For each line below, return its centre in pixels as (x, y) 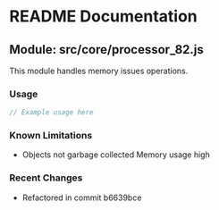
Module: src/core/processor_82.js (106, 50)
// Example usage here (51, 113)
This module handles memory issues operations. (99, 71)
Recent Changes (46, 178)
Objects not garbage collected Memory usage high (116, 155)
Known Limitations (51, 136)
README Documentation (104, 17)
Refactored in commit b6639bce (82, 197)
